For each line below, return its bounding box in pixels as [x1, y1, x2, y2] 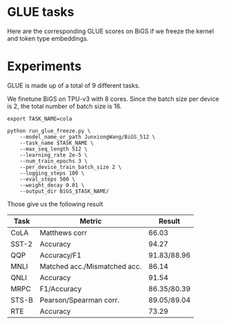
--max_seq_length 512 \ [19, 146, 88, 152]
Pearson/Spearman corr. [39, 295, 120, 304]
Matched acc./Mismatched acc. [39, 262, 142, 271]
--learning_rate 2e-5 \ [19, 151, 88, 159]
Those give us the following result [7, 199, 103, 208]
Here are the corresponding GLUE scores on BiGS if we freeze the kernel [7, 27, 214, 35]
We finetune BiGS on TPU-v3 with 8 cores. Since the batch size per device [7, 95, 219, 103]
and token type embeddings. [7, 34, 89, 42]
